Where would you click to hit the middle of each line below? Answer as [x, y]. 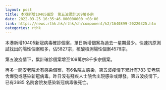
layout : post [19, 10]
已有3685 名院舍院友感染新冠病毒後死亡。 [48, 83]
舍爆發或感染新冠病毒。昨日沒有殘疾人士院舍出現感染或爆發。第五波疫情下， [83, 76]
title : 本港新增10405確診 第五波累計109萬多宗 [50, 14]
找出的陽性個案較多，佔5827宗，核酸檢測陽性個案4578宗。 [70, 49]
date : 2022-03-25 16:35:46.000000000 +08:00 [52, 19]
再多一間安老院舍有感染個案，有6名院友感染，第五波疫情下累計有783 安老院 [83, 70]
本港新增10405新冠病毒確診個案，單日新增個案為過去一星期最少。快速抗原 [81, 43]
